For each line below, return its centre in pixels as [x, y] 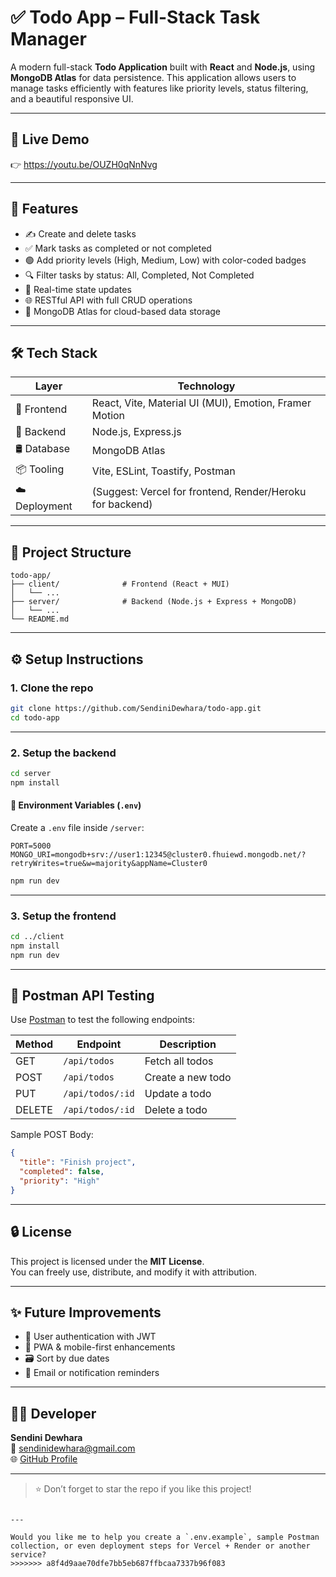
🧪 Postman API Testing [82, 996]
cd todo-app [35, 717]
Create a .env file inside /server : [77, 827]
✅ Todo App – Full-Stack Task [135, 17]
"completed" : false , [62, 1172]
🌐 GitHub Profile [44, 1459]
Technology [206, 386]
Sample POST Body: [52, 1135]
